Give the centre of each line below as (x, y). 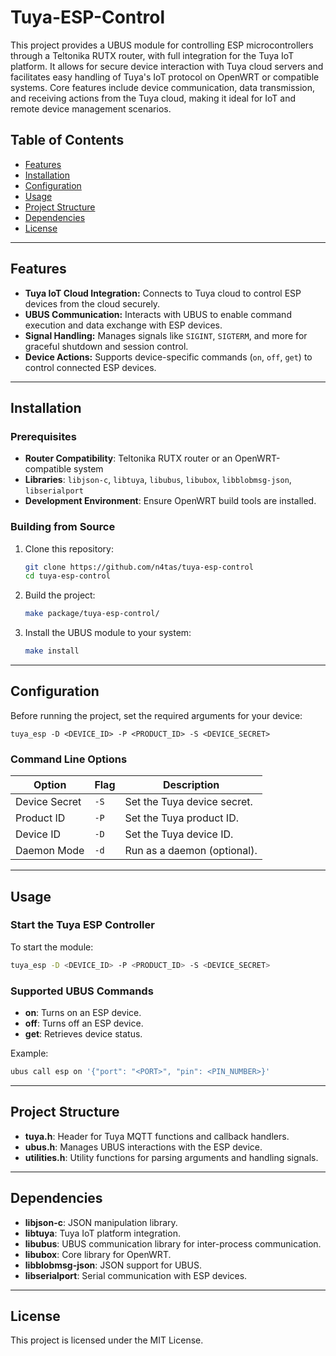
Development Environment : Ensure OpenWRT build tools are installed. (170, 501)
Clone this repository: (69, 548)
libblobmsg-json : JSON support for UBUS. (113, 1265)
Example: (29, 1053)
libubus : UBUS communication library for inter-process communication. (173, 1243)
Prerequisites (43, 436)
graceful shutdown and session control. (106, 346)
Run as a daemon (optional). (191, 851)
